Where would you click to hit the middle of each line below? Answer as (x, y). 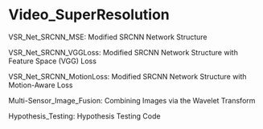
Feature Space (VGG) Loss (52, 61)
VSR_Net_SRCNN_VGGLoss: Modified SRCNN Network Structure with (123, 52)
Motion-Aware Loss (41, 85)
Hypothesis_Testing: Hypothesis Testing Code (84, 116)
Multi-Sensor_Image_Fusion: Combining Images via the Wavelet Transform (132, 100)
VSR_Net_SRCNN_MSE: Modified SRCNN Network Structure (108, 37)
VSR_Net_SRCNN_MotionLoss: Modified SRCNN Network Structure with (127, 76)
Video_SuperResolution (89, 15)
